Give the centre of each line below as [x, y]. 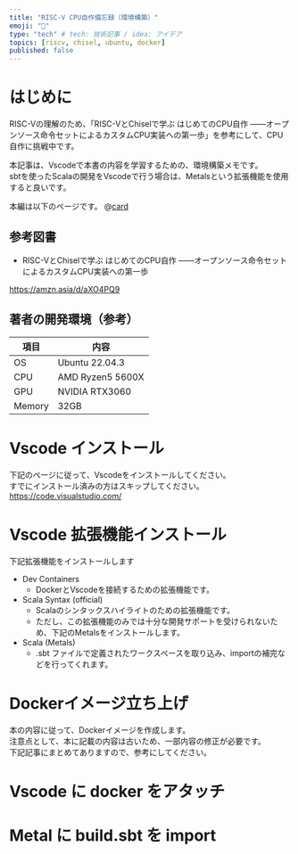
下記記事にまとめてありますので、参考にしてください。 [111, 752]
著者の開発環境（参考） [74, 320]
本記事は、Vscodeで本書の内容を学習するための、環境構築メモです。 [136, 165]
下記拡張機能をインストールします [72, 561]
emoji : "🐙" [29, 26]
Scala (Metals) [49, 642]
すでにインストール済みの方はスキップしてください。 [107, 486]
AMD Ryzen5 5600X [101, 377]
